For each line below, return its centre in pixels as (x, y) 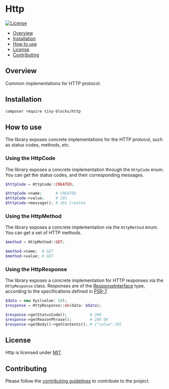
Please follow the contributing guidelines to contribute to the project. (77, 381)
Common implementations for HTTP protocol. (53, 83)
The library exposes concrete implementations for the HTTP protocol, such (84, 139)
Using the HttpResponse (36, 269)
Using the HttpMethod (33, 216)
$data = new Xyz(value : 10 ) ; (36, 301)
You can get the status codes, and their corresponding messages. (75, 175)
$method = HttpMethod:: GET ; (35, 242)
